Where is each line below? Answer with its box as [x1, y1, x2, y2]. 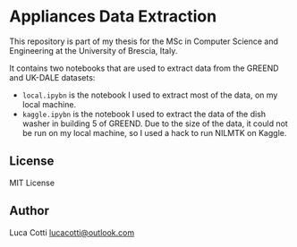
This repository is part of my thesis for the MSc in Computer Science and [9, 36, 279, 47]
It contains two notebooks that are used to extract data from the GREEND [9, 63, 279, 73]
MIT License [9, 177, 55, 188]
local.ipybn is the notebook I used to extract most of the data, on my [21, 89, 278, 100]
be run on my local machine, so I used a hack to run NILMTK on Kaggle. [21, 127, 287, 138]
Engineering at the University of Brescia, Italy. [9, 45, 178, 55]
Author [9, 203, 49, 218]
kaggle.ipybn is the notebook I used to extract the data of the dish [21, 108, 267, 119]
